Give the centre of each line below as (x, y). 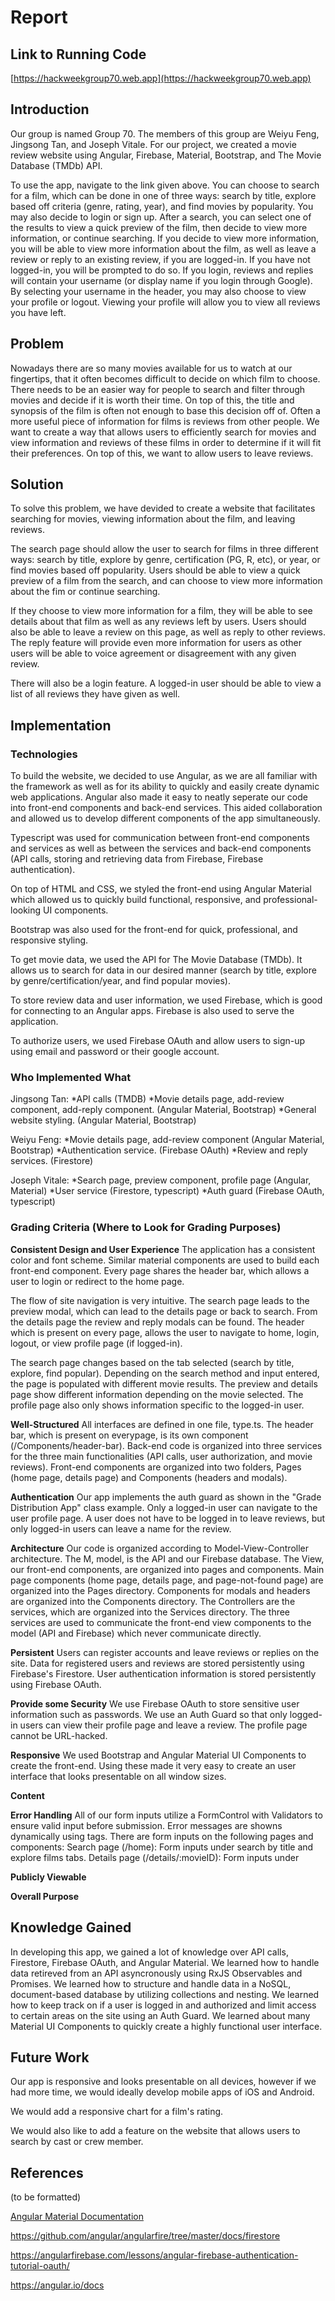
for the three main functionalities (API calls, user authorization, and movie (161, 1456)
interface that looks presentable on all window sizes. (118, 1776)
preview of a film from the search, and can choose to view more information (166, 581)
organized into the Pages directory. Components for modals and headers (160, 1590)
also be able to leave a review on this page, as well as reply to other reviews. (168, 632)
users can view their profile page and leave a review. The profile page (163, 1725)
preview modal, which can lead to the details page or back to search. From (164, 1311)
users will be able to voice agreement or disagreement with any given (153, 653)
